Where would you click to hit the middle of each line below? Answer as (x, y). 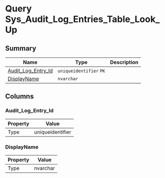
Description (124, 62)
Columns (19, 96)
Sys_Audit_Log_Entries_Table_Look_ (82, 19)
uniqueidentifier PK (81, 71)
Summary (21, 48)
